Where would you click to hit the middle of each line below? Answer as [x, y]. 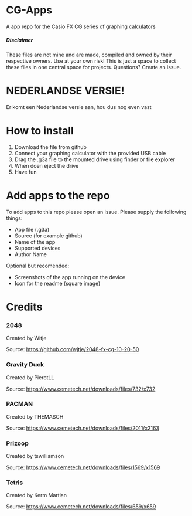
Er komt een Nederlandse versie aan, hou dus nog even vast [79, 107]
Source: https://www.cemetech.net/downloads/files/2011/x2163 [83, 428]
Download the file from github [50, 147]
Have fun [25, 172]
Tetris [15, 483]
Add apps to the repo [58, 196]
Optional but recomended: [38, 266]
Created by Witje [26, 338]
